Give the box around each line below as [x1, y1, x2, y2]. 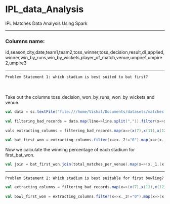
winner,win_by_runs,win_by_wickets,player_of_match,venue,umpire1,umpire [5, 55, 163, 61]
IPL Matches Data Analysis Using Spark [5, 20, 88, 26]
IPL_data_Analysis [5, 4, 84, 15]
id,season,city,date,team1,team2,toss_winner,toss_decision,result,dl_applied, [5, 49, 165, 55]
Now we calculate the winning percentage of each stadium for [5, 147, 135, 153]
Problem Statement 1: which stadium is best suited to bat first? [5, 74, 148, 79]
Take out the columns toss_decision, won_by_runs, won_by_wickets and [5, 94, 155, 100]
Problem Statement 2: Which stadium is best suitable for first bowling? [5, 176, 164, 181]
